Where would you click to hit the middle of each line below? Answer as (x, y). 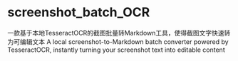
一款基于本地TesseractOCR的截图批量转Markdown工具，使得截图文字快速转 (119, 33)
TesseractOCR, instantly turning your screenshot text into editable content (117, 50)
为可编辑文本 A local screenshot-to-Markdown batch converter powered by (118, 41)
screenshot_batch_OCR (79, 12)
